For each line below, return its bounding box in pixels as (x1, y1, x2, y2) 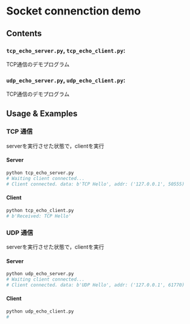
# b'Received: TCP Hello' (6, 213, 71, 219)
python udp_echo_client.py (6, 308, 74, 314)
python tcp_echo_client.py (6, 207, 74, 213)
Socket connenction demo (6, 4, 141, 18)
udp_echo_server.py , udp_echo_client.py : (6, 76, 125, 84)
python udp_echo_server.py (6, 271, 74, 277)
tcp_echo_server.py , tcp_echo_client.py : (6, 46, 125, 55)
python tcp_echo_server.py (6, 170, 74, 176)
